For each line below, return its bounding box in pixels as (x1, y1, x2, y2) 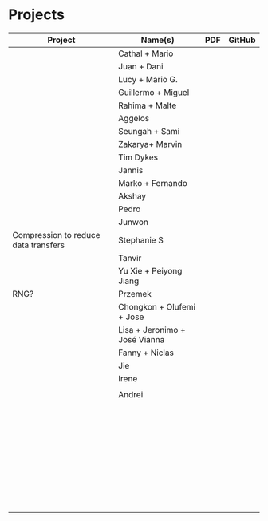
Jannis (118, 164, 144, 176)
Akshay (118, 190, 147, 201)
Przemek (118, 288, 152, 299)
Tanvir (118, 252, 142, 263)
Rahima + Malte (118, 100, 177, 111)
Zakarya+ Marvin (118, 138, 183, 149)
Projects (8, 6, 65, 24)
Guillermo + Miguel (118, 86, 190, 97)
